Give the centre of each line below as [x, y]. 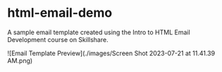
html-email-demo [60, 13]
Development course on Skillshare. [58, 39]
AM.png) [20, 60]
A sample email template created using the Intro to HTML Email [99, 32]
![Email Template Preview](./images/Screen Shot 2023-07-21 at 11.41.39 [111, 53]
